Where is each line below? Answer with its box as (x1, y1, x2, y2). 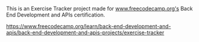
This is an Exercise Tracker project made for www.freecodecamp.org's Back (6, 5, 193, 12)
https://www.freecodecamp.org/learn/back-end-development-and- (6, 23, 171, 30)
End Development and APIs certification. (6, 11, 105, 18)
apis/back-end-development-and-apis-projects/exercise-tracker (6, 29, 165, 36)
